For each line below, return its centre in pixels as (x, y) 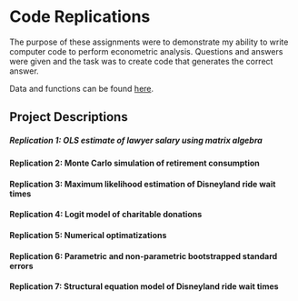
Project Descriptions (69, 117)
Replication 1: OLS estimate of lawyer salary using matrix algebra (136, 140)
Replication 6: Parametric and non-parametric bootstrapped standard (144, 256)
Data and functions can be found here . (82, 88)
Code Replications (80, 17)
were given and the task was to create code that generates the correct (141, 61)
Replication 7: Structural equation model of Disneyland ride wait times (144, 286)
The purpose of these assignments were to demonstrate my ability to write (149, 42)
